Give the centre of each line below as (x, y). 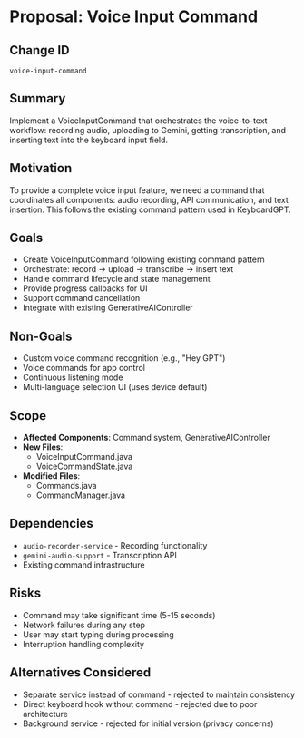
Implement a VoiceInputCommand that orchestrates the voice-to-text (138, 121)
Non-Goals (41, 336)
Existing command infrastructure (83, 565)
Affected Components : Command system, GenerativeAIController (146, 438)
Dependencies (51, 524)
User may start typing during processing (98, 634)
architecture (45, 714)
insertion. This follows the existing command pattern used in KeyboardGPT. (151, 209)
